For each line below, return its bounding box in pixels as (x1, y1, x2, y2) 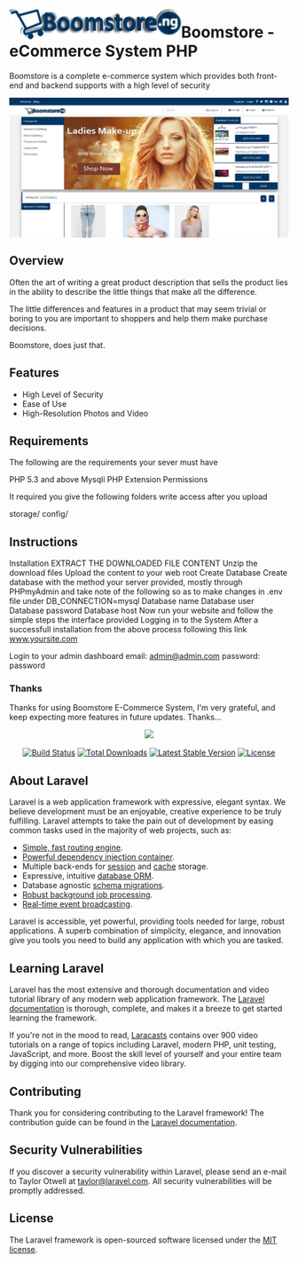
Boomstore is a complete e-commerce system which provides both (9, 70, 255, 81)
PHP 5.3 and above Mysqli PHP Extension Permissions (9, 474, 208, 485)
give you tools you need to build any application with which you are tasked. (9, 935, 284, 946)
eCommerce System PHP (9, 41, 198, 61)
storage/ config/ (9, 509, 68, 520)
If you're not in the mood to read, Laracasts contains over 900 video (9, 1030, 259, 1041)
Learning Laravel (9, 960, 105, 976)
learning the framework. (9, 1013, 98, 1023)
